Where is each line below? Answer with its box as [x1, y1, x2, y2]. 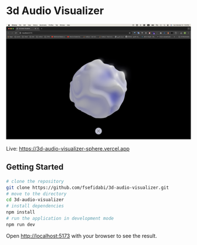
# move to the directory [6, 190, 67, 197]
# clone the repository [6, 178, 64, 184]
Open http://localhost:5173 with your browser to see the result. [6, 232, 157, 239]
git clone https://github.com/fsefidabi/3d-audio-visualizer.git [6, 185, 169, 190]
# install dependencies [6, 203, 64, 209]
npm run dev [6, 222, 35, 227]
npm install [6, 209, 35, 215]
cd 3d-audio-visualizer [6, 197, 64, 203]
